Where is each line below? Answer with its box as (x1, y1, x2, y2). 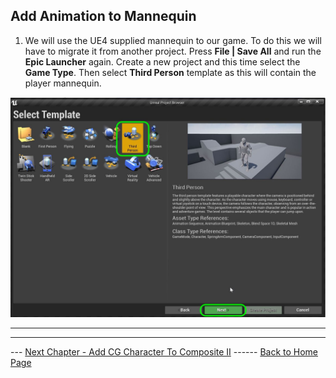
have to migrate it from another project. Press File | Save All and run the (24, 45, 322, 57)
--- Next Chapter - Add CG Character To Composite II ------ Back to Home (10, 346, 319, 358)
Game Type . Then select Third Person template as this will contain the (24, 66, 317, 78)
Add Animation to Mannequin (10, 8, 197, 25)
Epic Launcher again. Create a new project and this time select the (24, 55, 301, 68)
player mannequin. (24, 77, 102, 89)
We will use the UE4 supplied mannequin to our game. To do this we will (24, 34, 322, 46)
